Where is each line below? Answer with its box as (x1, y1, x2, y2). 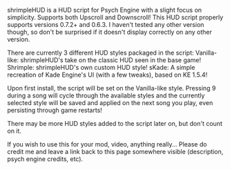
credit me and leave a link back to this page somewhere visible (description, (7, 148, 224, 155)
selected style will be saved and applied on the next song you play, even (7, 99, 213, 106)
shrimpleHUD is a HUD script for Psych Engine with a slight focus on (7, 6, 202, 14)
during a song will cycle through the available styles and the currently (7, 91, 205, 100)
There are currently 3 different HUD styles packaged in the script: (7, 48, 195, 57)
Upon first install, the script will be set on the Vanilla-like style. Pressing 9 (7, 84, 216, 92)
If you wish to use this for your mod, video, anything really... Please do (7, 140, 207, 148)
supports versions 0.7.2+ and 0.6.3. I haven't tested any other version (7, 21, 204, 28)
